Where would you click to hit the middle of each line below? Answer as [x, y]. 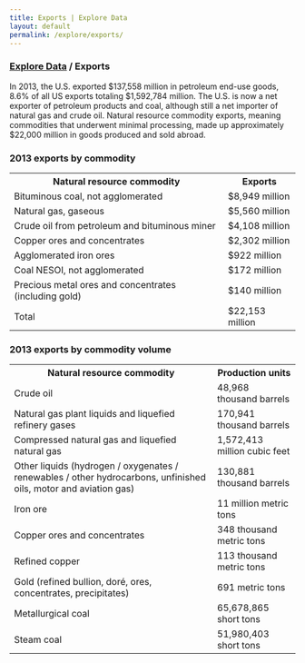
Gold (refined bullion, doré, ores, [83, 582]
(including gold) [48, 296]
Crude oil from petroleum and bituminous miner [115, 225]
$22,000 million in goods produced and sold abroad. [108, 134]
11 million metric [253, 503]
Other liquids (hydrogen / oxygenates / [96, 466]
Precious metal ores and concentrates [95, 284]
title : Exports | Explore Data [69, 18]
